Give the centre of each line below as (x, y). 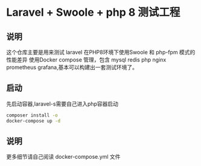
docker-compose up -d (33, 121)
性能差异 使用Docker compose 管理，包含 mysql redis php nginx (86, 60)
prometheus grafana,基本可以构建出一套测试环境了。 (72, 67)
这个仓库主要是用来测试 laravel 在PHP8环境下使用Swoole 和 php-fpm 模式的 (101, 52)
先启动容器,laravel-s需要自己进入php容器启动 (62, 104)
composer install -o (32, 115)
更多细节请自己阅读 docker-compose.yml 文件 (63, 157)
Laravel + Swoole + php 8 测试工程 (93, 12)
